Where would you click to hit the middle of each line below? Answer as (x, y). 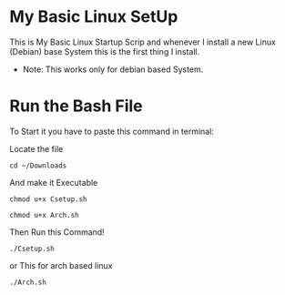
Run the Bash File (76, 106)
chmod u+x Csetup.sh (49, 199)
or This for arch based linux (61, 265)
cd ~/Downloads (38, 166)
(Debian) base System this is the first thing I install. (105, 51)
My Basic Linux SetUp (94, 17)
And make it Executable (54, 182)
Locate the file (36, 148)
